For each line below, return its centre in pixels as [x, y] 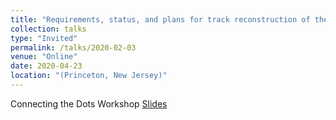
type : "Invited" [44, 38]
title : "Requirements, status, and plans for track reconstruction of [160, 19]
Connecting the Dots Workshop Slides [89, 103]
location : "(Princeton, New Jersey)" [89, 76]
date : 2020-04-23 [46, 66]
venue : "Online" [44, 57]
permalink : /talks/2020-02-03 [73, 47]
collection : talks [48, 29]
